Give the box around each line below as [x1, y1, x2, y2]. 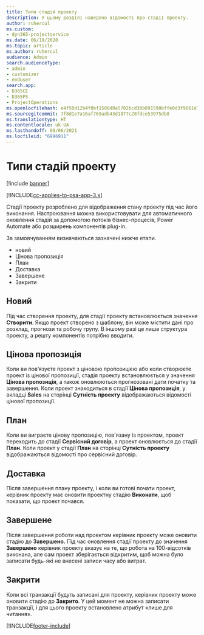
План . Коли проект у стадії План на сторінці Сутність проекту [6, 445, 170, 452]
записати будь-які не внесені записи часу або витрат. [6, 557, 147, 564]
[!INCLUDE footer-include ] [6, 622, 71, 630]
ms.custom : [6, 26, 34, 32]
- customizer [6, 71, 39, 77]
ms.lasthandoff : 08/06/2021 [6, 128, 78, 134]
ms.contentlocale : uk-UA [6, 122, 69, 128]
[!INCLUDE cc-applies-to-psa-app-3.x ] [6, 191, 103, 198]
